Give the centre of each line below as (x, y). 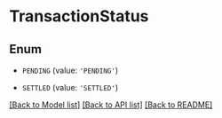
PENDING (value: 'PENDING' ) (70, 70)
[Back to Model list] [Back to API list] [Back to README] (111, 105)
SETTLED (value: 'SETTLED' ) (70, 87)
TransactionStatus (79, 16)
